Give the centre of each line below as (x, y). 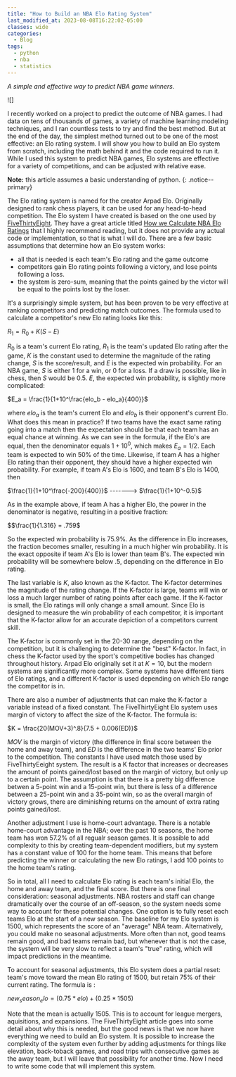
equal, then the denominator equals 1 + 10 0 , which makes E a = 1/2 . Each (111, 446)
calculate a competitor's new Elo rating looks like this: (85, 317)
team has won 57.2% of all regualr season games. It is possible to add (108, 838)
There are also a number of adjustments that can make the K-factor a (107, 700)
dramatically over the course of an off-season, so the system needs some (114, 904)
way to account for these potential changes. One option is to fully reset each (118, 912)
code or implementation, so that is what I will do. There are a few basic (110, 238)
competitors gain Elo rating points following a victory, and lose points (117, 266)
